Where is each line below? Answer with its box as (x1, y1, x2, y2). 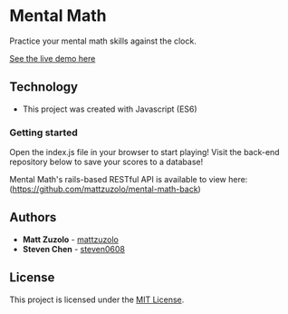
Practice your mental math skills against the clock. (9, 35, 197, 46)
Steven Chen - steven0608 (22, 243, 125, 254)
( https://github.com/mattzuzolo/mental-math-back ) (9, 183, 201, 195)
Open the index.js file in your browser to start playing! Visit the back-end (9, 147, 280, 158)
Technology (9, 79, 79, 95)
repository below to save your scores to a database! (9, 156, 204, 168)
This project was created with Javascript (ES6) (22, 103, 197, 114)
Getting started (9, 126, 79, 139)
